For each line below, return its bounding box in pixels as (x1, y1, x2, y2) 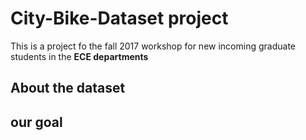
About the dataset (10, 80, 126, 97)
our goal (10, 113, 63, 131)
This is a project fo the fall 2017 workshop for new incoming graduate (10, 40, 296, 52)
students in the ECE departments (10, 50, 149, 62)
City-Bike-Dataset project (10, 7, 229, 30)
